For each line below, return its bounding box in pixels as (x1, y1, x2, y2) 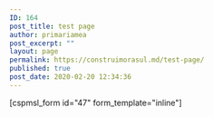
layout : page (9, 47, 59, 56)
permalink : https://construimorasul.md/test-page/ (9, 55, 205, 64)
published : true (9, 64, 71, 73)
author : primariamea (9, 30, 88, 39)
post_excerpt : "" (9, 38, 75, 48)
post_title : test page (9, 22, 95, 31)
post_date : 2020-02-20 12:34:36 (9, 73, 131, 82)
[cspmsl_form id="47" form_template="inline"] (9, 97, 183, 108)
